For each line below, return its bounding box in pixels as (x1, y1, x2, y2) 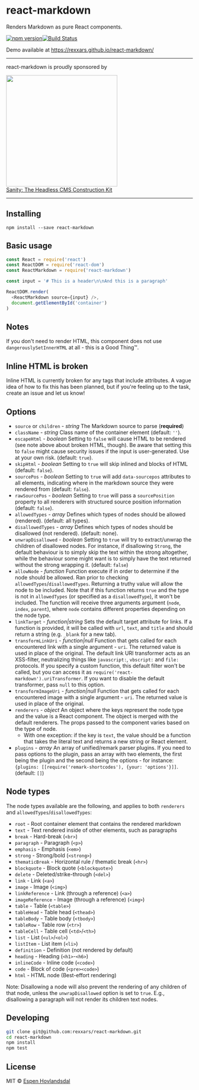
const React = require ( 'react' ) (6, 256, 86, 262)
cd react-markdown (6, 1034, 52, 1040)
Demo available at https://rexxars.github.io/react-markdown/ (6, 46, 154, 53)
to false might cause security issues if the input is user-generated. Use (14, 448, 190, 455)
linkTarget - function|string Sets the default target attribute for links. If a (14, 618, 192, 625)
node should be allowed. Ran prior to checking (14, 574, 129, 581)
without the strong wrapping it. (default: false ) (14, 562, 129, 568)
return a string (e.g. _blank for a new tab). (14, 630, 117, 638)
